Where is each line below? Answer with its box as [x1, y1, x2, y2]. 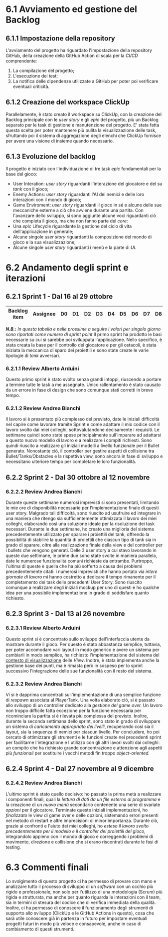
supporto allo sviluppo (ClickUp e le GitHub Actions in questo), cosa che [5, 910, 154, 916]
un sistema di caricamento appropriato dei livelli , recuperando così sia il [5, 723, 154, 729]
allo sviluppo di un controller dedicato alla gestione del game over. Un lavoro [5, 702, 163, 708]
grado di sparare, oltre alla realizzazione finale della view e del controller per [5, 541, 163, 548]
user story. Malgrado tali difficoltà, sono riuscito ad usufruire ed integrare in [5, 510, 161, 516]
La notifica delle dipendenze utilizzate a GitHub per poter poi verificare [12, 78, 159, 84]
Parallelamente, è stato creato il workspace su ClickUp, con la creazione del [5, 111, 162, 117]
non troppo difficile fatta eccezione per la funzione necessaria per [5, 707, 142, 713]
